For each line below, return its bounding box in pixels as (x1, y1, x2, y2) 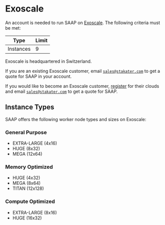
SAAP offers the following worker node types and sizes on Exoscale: (5, 116, 146, 122)
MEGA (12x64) (12, 151, 42, 157)
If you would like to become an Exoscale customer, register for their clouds (5, 83, 159, 89)
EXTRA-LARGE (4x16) (12, 140, 57, 146)
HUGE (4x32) (12, 175, 40, 181)
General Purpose (5, 129, 47, 136)
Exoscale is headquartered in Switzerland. (5, 58, 92, 64)
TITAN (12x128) (12, 185, 44, 191)
